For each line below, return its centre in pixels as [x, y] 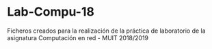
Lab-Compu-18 [51, 12]
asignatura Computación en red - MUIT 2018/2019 [78, 37]
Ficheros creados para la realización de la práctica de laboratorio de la [107, 31]
